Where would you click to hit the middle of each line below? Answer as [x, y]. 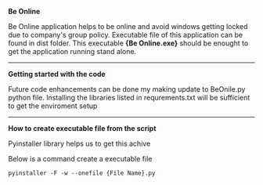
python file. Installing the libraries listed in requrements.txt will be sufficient [129, 98]
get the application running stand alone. [72, 51]
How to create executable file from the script [82, 128]
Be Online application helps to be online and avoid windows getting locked [128, 26]
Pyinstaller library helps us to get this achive [79, 143]
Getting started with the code [57, 74]
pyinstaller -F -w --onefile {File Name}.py [82, 173]
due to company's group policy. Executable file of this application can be [126, 35]
